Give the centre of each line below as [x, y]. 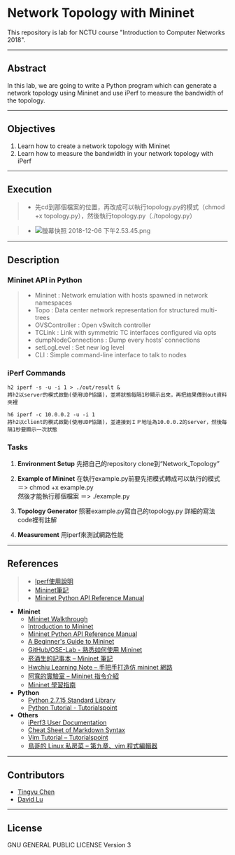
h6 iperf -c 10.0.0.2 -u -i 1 [51, 415]
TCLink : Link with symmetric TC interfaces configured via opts [126, 333]
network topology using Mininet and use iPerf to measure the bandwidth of [115, 93]
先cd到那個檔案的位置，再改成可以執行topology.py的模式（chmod [130, 207]
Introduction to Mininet [60, 627]
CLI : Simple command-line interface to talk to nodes [111, 355]
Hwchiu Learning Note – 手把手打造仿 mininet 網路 [100, 668]
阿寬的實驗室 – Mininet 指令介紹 [73, 676]
